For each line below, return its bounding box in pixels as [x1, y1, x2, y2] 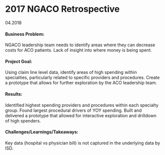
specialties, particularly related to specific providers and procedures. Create [5, 75, 160, 81]
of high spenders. [5, 118, 41, 124]
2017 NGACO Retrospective [5, 3, 120, 15]
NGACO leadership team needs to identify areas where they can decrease [5, 42, 155, 48]
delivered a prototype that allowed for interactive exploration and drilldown [5, 112, 157, 119]
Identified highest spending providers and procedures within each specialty [5, 102, 159, 108]
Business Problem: [5, 31, 45, 37]
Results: [5, 91, 23, 97]
